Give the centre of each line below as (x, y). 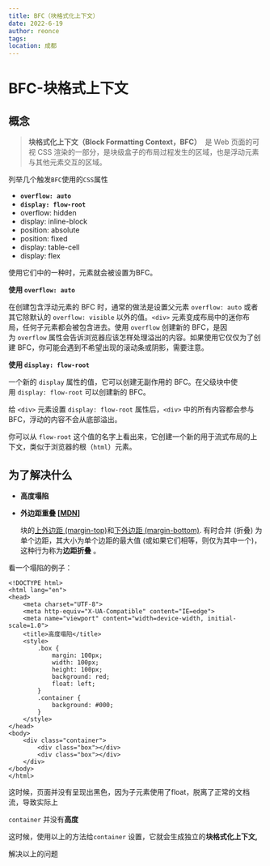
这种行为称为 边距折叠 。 (60, 550)
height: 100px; (77, 669)
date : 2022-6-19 (36, 23)
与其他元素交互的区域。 (67, 162)
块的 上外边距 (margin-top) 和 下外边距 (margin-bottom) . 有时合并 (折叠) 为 (141, 530)
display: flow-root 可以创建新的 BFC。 (84, 392)
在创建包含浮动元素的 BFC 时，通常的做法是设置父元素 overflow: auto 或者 (133, 307)
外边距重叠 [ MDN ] (50, 513)
